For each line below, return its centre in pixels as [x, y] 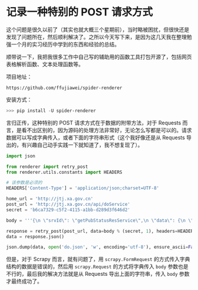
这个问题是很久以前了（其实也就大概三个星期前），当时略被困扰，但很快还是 [98, 29]
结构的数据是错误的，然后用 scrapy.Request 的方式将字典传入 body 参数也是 [97, 266]
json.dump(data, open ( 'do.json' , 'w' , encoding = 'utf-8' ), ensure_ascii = [97, 247]
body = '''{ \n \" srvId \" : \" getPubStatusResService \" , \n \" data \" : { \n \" [100, 220]
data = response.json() [35, 236]
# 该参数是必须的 [24, 183]
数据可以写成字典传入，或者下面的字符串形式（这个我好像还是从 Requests [96, 137]
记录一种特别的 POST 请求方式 [80, 12]
